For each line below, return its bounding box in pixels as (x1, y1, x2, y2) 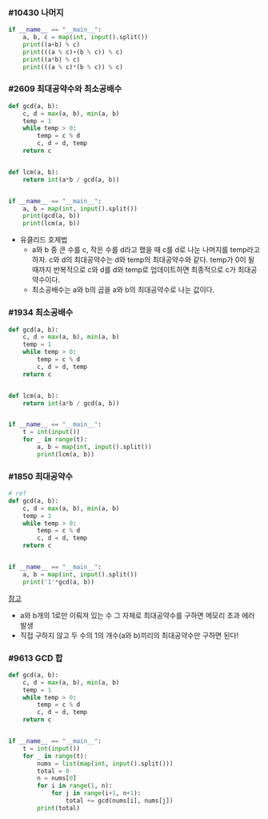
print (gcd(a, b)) (22, 212, 81, 220)
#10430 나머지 (8, 6, 64, 18)
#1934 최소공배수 (8, 307, 74, 318)
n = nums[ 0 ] (37, 774, 78, 782)
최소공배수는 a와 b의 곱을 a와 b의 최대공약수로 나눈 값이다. (31, 285, 215, 295)
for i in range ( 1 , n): (37, 782, 113, 790)
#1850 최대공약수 (8, 471, 74, 482)
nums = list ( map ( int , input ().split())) (37, 759, 174, 768)
